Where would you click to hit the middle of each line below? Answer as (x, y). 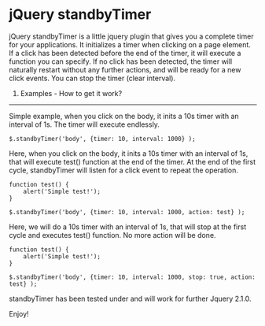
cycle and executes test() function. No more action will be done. (112, 235)
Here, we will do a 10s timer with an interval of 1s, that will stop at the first (128, 227)
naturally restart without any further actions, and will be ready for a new (125, 69)
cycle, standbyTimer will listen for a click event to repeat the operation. (124, 170)
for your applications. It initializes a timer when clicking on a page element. (130, 44)
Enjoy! (19, 313)
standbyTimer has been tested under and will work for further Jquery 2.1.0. (130, 298)
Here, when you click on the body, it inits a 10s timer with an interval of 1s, (129, 153)
